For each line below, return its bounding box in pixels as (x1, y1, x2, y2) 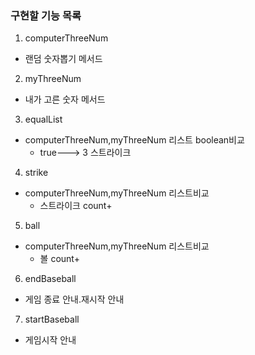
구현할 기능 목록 (10, 8, 82, 22)
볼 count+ (39, 253, 80, 265)
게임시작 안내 (24, 334, 77, 346)
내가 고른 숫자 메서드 (24, 93, 106, 106)
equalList (24, 113, 63, 126)
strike (24, 167, 49, 179)
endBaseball (24, 273, 77, 285)
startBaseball (24, 313, 80, 326)
